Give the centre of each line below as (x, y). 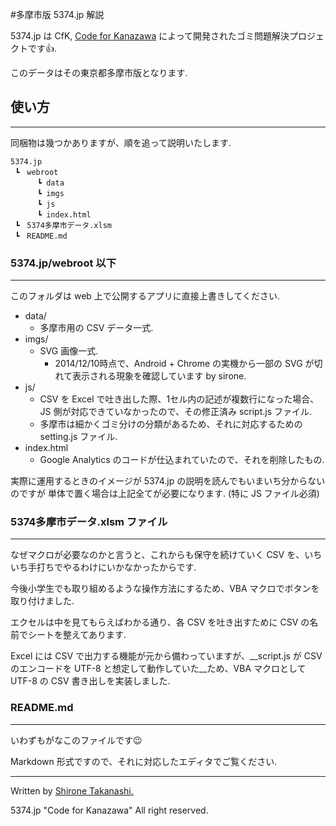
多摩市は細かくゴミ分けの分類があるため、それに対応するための (171, 424)
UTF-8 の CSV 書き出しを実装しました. (90, 681)
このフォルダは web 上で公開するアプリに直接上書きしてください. (145, 296)
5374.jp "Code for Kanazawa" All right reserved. (109, 810)
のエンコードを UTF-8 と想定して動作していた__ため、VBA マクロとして (158, 669)
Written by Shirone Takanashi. (72, 790)
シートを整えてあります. (77, 635)
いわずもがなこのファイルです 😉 (76, 740)
